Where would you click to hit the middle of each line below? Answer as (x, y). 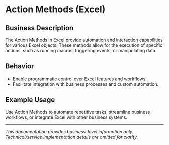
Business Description (39, 28)
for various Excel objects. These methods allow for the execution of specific (84, 45)
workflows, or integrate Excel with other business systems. (66, 117)
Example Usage (30, 100)
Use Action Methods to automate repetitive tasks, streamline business (78, 112)
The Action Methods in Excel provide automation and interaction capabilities (84, 40)
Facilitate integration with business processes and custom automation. (86, 84)
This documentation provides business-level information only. (69, 131)
